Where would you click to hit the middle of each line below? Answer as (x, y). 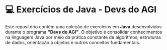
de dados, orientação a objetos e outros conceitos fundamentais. (73, 42)
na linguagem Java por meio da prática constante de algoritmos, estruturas (83, 37)
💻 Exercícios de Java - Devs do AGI (81, 10)
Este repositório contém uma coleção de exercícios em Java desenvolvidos (83, 26)
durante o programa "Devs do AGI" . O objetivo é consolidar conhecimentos (84, 32)
